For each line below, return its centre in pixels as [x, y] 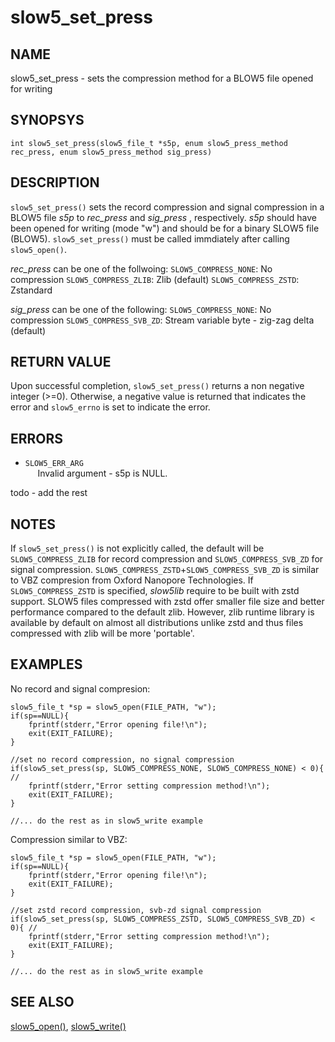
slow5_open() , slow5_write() [68, 1026]
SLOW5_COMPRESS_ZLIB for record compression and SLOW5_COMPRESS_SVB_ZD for [167, 559]
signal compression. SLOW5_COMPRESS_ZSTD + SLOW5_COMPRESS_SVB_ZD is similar [165, 570]
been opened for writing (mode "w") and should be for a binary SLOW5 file [165, 228]
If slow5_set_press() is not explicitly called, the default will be [137, 548]
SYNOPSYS [47, 120]
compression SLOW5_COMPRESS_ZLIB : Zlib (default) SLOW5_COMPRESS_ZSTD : [155, 279]
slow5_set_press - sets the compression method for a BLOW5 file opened [162, 78]
